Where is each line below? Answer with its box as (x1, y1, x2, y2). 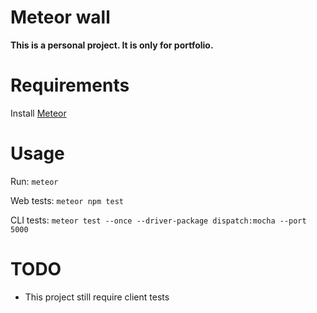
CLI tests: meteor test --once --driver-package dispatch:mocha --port (10, 214, 307, 226)
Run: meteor (10, 175, 59, 187)
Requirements (10, 74, 130, 97)
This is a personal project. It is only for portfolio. (10, 39, 214, 51)
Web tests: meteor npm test (10, 194, 124, 206)
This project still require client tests (24, 291, 170, 303)
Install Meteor (10, 107, 67, 119)
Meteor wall (10, 6, 111, 29)
